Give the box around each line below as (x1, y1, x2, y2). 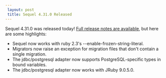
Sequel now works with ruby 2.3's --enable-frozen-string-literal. (12, 40, 144, 46)
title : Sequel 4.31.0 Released (7, 12, 72, 17)
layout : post (7, 7, 35, 12)
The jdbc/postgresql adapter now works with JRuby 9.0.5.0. (12, 67, 135, 73)
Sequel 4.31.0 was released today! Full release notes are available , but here (5, 25, 159, 31)
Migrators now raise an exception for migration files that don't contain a (12, 46, 159, 52)
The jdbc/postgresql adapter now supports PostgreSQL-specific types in (12, 56, 161, 62)
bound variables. (12, 62, 47, 68)
